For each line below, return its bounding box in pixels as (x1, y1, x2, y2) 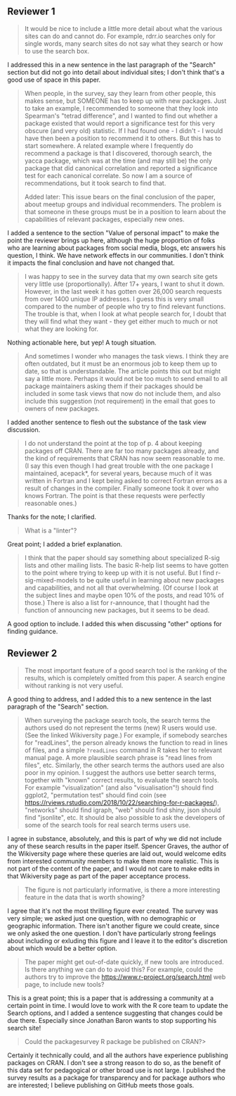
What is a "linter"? (24, 526, 77, 535)
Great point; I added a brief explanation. (7, 540, 123, 548)
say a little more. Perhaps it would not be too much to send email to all (24, 374, 228, 382)
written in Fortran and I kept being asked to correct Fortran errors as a (24, 476, 228, 485)
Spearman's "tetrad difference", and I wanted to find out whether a (24, 111, 218, 120)
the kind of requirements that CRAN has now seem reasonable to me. (24, 454, 225, 462)
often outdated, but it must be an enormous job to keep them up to (24, 359, 218, 368)
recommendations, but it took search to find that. (24, 179, 166, 187)
